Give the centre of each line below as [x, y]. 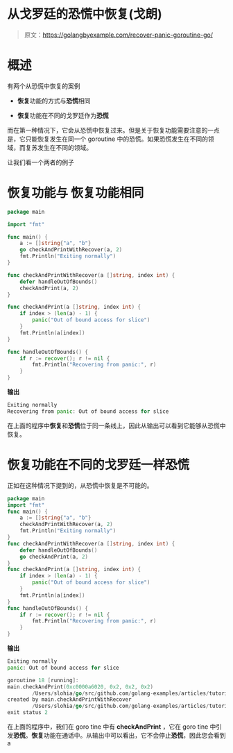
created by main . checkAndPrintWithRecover [69, 700]
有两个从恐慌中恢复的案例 [44, 86]
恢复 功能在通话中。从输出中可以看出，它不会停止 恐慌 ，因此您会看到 [129, 735]
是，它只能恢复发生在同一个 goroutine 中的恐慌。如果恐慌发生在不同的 [107, 139]
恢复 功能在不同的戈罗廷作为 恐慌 [63, 115]
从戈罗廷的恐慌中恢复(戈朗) [85, 14]
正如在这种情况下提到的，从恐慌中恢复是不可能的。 [80, 485]
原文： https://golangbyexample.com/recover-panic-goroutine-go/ [119, 35]
